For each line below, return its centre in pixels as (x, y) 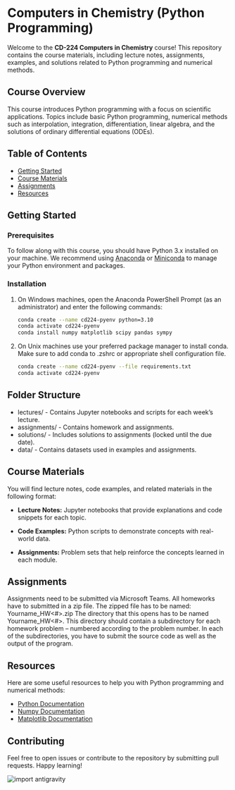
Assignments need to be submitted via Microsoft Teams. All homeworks (111, 599)
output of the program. (40, 643)
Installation (27, 284)
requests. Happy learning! (45, 765)
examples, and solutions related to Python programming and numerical (110, 62)
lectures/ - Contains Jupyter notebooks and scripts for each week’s (115, 412)
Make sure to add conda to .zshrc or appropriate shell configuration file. (122, 354)
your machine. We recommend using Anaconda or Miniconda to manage (112, 258)
